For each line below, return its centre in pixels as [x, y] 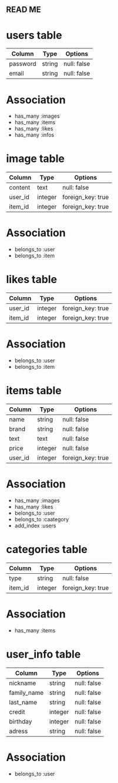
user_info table [43, 654]
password [23, 64]
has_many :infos [34, 135]
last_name [23, 702]
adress [18, 731]
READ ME [23, 10]
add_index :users [35, 525]
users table [34, 35]
